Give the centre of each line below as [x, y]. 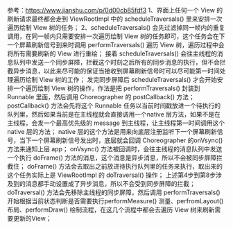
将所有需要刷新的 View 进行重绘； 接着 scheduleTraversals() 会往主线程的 [112, 53]
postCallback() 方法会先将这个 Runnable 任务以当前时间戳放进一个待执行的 [114, 105]
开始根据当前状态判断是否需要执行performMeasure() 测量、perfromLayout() [115, 201]
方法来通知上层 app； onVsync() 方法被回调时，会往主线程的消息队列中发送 [115, 149]
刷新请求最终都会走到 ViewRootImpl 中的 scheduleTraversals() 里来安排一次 [115, 19]
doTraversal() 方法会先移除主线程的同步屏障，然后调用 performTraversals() [114, 192]
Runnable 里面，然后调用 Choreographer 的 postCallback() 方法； [101, 97]
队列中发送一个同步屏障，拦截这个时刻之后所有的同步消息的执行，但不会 [116, 62]
